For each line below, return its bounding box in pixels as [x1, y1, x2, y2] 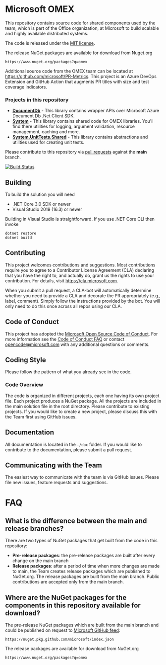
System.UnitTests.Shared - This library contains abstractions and [12, 134, 148, 140]
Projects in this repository [5, 96, 69, 103]
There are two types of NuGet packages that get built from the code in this [5, 538, 158, 544]
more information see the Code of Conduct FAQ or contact [5, 336, 125, 342]
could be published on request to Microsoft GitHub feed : [5, 627, 120, 633]
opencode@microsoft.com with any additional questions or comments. [5, 341, 150, 347]
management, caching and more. [12, 129, 80, 135]
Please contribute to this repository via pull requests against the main [5, 149, 147, 155]
